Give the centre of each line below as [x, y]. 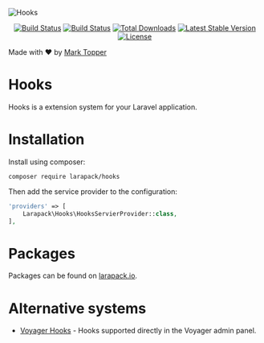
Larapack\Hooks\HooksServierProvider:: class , [100, 213]
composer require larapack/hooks [64, 176]
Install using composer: [47, 162]
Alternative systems [77, 308]
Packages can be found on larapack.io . [73, 276]
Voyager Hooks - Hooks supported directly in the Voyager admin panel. [138, 331]
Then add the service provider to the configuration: [93, 191]
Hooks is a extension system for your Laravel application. [103, 107]
